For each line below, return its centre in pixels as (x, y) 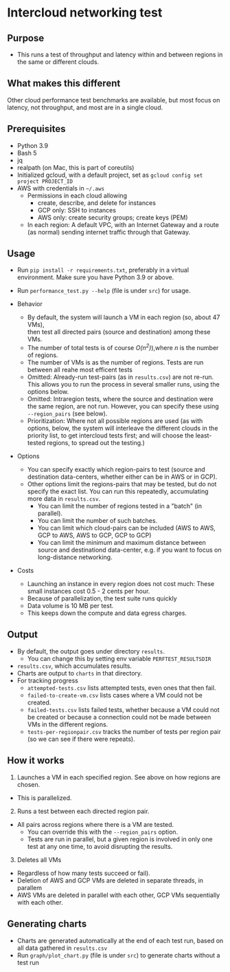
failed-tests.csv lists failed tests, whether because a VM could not (123, 709)
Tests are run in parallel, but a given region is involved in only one (120, 839)
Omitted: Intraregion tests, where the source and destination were (120, 399)
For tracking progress (48, 680)
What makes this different (64, 84)
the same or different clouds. (58, 62)
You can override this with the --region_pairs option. (103, 832)
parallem (30, 887)
